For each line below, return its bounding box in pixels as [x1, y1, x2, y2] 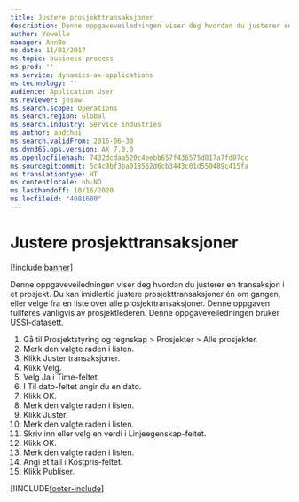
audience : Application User [10, 87, 114, 96]
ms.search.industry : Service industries [10, 121, 162, 129]
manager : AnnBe [10, 37, 67, 47]
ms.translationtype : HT [10, 169, 98, 178]
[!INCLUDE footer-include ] [10, 482, 105, 493]
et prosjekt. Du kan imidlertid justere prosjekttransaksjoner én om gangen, [10, 288, 281, 299]
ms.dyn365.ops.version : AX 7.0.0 [10, 145, 134, 153]
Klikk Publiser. [22, 466, 75, 476]
